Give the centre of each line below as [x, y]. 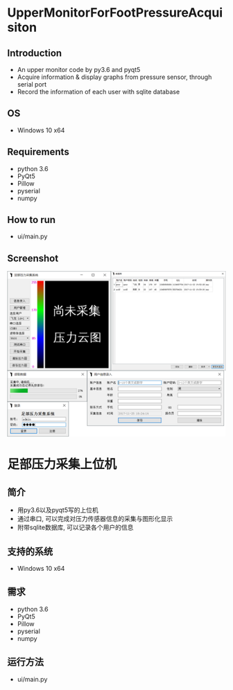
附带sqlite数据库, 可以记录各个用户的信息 [75, 527]
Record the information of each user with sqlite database [98, 92]
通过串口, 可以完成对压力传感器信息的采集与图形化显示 [95, 519]
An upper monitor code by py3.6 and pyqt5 [79, 70]
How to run [32, 220]
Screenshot [33, 258]
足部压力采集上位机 [62, 465]
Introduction [35, 53]
